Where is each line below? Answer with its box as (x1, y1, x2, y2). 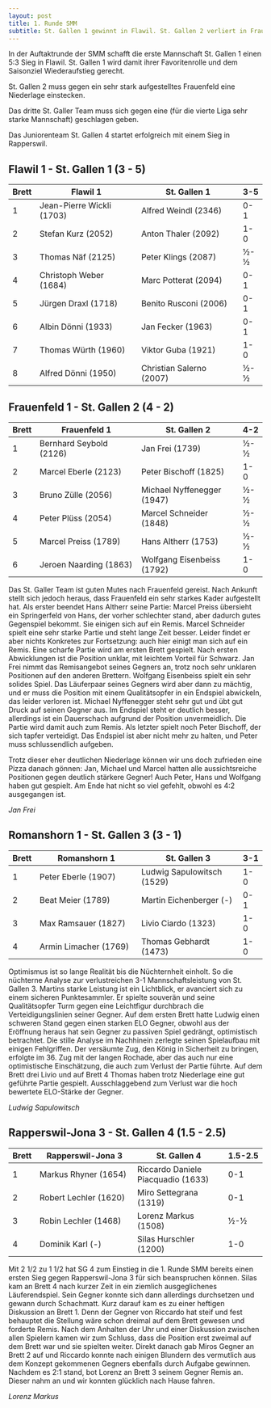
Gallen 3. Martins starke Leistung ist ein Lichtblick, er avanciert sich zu (8, 984, 244, 993)
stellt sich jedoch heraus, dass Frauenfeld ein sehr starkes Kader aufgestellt (8, 593, 261, 603)
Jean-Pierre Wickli (39, 200, 111, 211)
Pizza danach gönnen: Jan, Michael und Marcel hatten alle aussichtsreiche (8, 764, 256, 773)
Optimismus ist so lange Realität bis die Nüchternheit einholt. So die (8, 967, 234, 976)
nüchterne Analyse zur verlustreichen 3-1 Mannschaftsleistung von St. (8, 975, 242, 984)
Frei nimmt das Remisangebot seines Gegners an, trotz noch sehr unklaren (8, 662, 256, 672)
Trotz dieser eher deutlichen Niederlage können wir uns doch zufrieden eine (8, 755, 262, 765)
